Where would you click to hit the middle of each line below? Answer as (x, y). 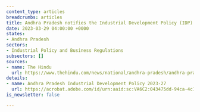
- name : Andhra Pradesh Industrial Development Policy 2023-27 (86, 84)
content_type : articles (36, 12)
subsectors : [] (25, 56)
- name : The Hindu (29, 67)
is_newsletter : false (33, 95)
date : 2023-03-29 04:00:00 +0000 (48, 28)
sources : (17, 61)
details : (17, 78)
